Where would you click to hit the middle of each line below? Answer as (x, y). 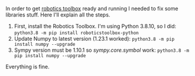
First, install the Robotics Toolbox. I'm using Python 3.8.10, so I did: (95, 26)
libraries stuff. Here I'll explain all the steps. (58, 15)
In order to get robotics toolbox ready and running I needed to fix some (92, 9)
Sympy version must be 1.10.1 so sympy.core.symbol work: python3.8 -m (102, 50)
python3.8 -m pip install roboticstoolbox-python (77, 33)
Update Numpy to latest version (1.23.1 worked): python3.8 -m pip (94, 39)
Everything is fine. (27, 67)
